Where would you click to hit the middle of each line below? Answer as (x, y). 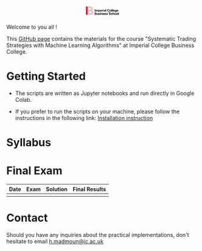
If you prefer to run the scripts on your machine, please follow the (97, 111)
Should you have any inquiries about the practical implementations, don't (98, 235)
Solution (57, 189)
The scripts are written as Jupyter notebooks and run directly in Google (105, 93)
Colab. (23, 100)
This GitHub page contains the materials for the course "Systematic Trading (101, 39)
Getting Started (46, 76)
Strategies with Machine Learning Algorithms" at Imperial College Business (100, 45)
